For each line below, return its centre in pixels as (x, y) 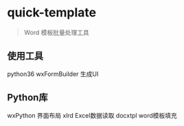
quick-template (52, 13)
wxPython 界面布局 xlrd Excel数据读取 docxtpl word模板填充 (92, 115)
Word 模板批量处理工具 (56, 32)
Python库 (27, 98)
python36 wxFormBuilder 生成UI (53, 74)
